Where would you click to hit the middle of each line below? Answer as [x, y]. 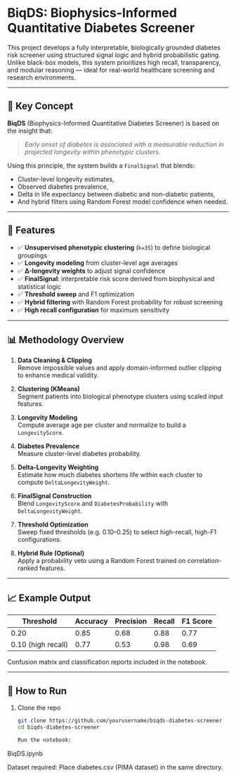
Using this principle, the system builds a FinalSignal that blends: [101, 165]
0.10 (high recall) [40, 645]
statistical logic [39, 286]
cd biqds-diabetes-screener [58, 727]
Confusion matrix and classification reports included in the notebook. [107, 662]
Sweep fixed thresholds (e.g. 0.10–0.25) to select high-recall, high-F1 [117, 532]
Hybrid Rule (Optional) [51, 553]
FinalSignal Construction [54, 496]
